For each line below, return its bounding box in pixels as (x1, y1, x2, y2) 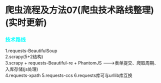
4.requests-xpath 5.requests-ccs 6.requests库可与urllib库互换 (5, 72, 132, 78)
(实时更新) (5, 17, 47, 28)
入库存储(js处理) (5, 66, 38, 72)
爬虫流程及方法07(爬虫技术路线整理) (5, 4, 154, 16)
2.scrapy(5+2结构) (5, 53, 43, 60)
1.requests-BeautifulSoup (5, 48, 57, 54)
